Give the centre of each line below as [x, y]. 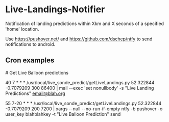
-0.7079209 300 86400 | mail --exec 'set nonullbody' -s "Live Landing [80, 88]
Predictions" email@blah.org [35, 93]
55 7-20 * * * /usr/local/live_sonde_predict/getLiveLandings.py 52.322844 [83, 103]
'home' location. [22, 29]
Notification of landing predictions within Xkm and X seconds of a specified [85, 23]
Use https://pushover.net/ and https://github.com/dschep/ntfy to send [79, 39]
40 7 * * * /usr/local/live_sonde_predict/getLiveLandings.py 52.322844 [80, 82]
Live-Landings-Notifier [55, 9]
